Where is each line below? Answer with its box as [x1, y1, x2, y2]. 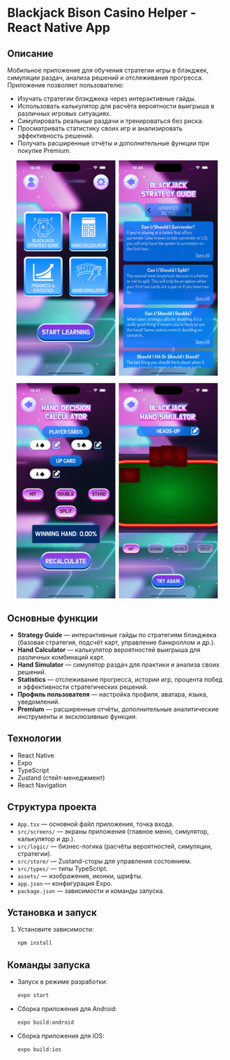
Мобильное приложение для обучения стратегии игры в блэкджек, [7, 66, 209, 74]
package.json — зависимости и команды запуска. [17, 886, 165, 895]
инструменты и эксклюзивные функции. [17, 712, 137, 720]
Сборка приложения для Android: [17, 1004, 117, 1012]
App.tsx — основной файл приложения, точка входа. [17, 820, 174, 828]
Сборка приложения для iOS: [17, 1031, 105, 1040]
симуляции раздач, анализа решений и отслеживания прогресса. [7, 73, 204, 82]
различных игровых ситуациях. [17, 110, 112, 117]
